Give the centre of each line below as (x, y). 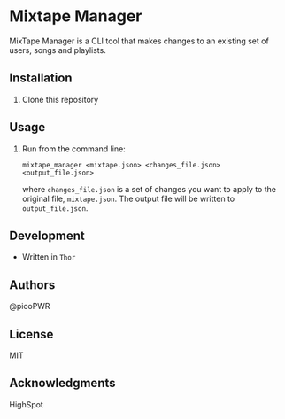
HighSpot (27, 404)
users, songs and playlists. (58, 50)
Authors (32, 285)
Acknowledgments (63, 383)
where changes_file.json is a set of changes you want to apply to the (149, 189)
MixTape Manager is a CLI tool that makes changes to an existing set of (139, 41)
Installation (41, 78)
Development (47, 235)
